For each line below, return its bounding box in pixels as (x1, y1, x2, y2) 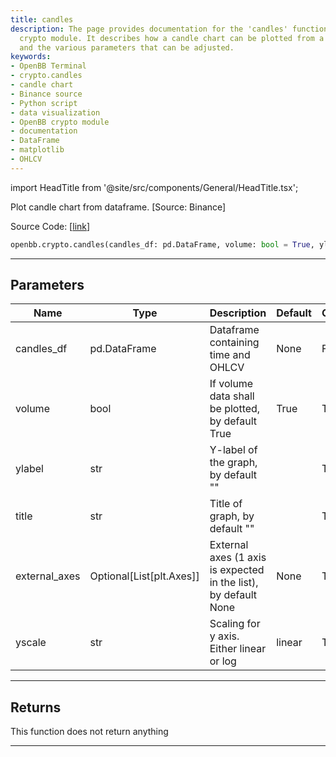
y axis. (209, 629, 240, 643)
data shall (209, 389, 255, 403)
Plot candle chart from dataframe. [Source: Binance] (10, 201, 227, 213)
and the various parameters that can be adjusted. (19, 42, 235, 53)
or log (209, 654, 237, 668)
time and (209, 348, 251, 362)
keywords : (10, 52, 52, 62)
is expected (209, 563, 265, 577)
